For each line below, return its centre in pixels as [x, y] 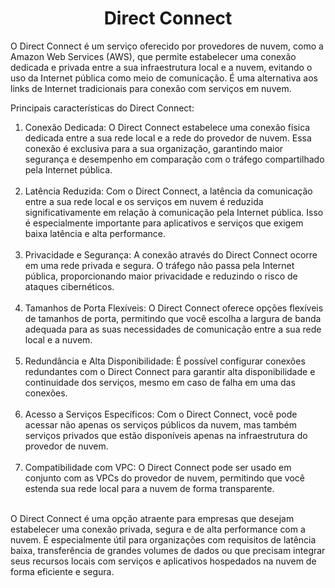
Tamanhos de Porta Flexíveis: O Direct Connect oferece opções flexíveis [174, 308]
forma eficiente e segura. [62, 571]
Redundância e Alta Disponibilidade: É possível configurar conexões [165, 361]
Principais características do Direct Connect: [102, 108]
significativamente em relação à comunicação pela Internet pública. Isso [174, 212]
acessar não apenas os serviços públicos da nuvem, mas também [160, 424]
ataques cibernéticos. [69, 286]
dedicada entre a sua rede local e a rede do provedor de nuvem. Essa [168, 138]
